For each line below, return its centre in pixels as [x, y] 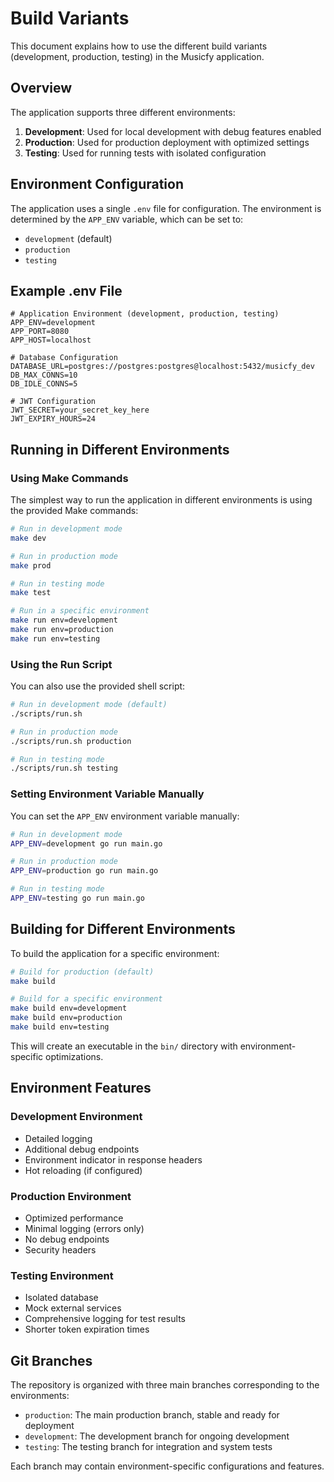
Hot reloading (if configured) [83, 1170]
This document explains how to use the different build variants [139, 46]
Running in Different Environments [120, 449]
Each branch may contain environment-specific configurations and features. [167, 1466]
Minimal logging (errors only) [84, 1228]
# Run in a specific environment [80, 611]
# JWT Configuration [53, 402]
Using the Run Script [61, 664]
